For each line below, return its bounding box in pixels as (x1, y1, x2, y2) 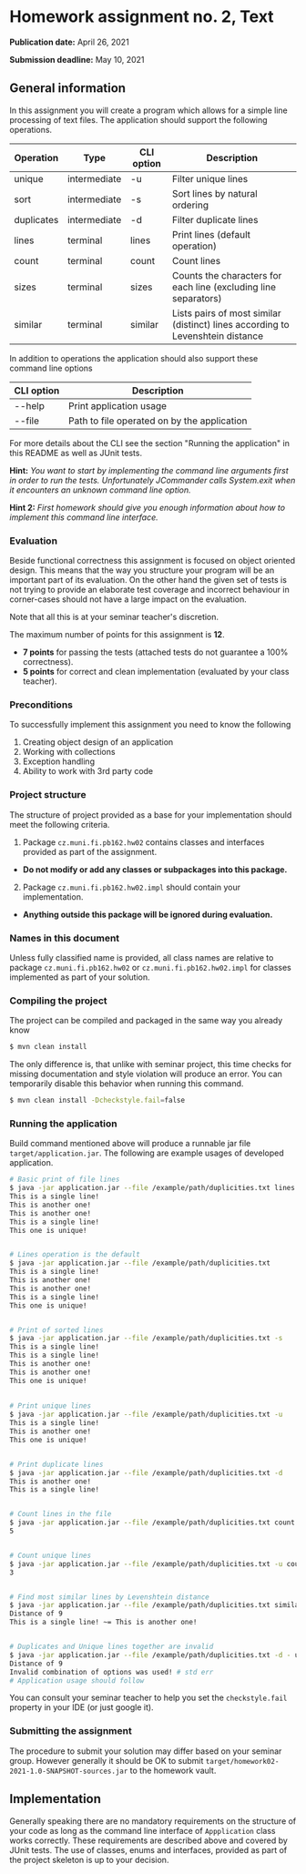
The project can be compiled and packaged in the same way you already (9, 1015, 283, 1026)
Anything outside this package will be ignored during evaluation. (22, 909, 273, 920)
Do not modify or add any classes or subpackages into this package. (22, 863, 288, 875)
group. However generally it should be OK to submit (9, 1755, 204, 1766)
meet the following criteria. (9, 819, 110, 830)
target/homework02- (205, 1757, 280, 1766)
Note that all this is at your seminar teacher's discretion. (9, 612, 219, 623)
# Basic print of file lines (9, 1175, 120, 1185)
